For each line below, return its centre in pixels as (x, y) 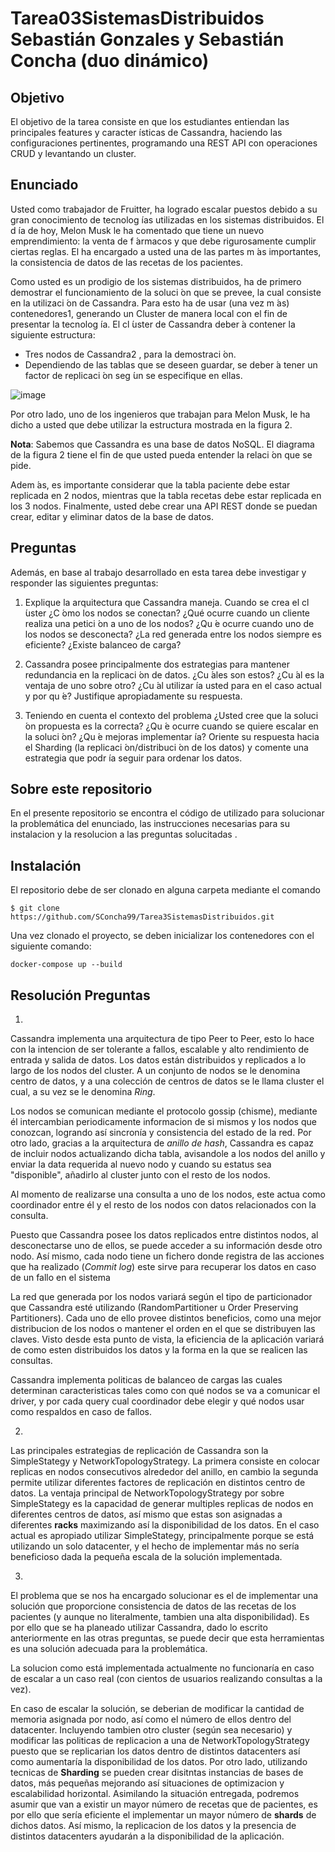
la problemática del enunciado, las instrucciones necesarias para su (150, 824)
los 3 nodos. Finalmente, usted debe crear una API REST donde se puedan (164, 506)
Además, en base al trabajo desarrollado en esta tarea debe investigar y (158, 572)
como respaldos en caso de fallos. (81, 1412)
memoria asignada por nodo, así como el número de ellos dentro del (151, 1719)
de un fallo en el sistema (60, 1278)
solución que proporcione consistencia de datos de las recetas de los (153, 1606)
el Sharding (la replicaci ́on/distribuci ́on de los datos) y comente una (166, 747)
